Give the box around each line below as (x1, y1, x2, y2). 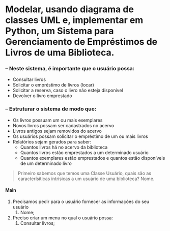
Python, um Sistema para (5, 25, 114, 37)
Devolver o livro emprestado (12, 93, 72, 99)
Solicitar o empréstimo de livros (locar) (12, 82, 94, 88)
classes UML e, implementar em (5, 14, 144, 26)
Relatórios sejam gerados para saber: (12, 138, 92, 145)
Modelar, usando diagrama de (5, 4, 134, 15)
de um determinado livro (20, 160, 72, 166)
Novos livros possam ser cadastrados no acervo (12, 122, 115, 128)
